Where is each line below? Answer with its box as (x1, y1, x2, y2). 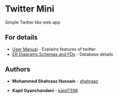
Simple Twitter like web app (5, 19, 61, 25)
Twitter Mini (5, 3, 54, 14)
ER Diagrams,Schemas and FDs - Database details (12, 51, 113, 57)
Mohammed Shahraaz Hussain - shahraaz (12, 78, 99, 84)
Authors (5, 65, 31, 73)
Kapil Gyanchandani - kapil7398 (12, 87, 78, 93)
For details (5, 33, 38, 42)
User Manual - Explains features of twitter (12, 46, 96, 52)
